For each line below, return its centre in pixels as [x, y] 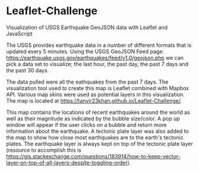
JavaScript [19, 33]
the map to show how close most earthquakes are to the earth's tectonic [95, 137]
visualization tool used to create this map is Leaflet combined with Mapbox [97, 88]
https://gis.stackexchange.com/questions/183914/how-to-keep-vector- [94, 156]
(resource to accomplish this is [44, 150]
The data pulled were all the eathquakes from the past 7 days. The [87, 82]
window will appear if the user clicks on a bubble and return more [86, 125]
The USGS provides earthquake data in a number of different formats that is [99, 45]
